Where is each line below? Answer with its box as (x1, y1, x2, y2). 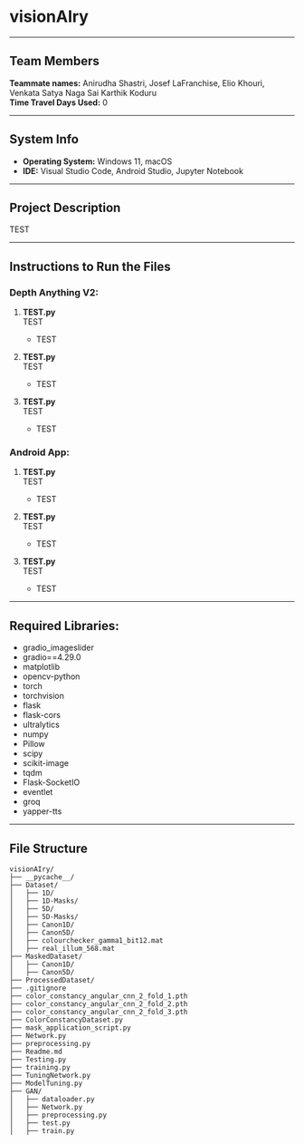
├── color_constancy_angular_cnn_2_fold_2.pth (9, 999, 188, 1008)
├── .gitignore (9, 984, 67, 993)
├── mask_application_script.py (9, 1023, 131, 1033)
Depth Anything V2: (9, 286, 100, 298)
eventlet (22, 787, 53, 798)
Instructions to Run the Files (9, 258, 171, 274)
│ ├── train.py (9, 1126, 75, 1135)
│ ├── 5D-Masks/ (9, 912, 79, 921)
